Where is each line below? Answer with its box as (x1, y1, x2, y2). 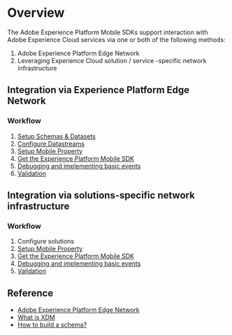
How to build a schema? (17, 320, 87, 329)
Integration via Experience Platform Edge (7, 84, 190, 96)
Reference (7, 287, 54, 299)
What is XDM (17, 313, 56, 322)
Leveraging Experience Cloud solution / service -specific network (17, 56, 208, 64)
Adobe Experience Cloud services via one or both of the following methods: (7, 35, 226, 43)
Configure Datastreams (17, 139, 85, 148)
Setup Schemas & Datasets (17, 131, 96, 141)
